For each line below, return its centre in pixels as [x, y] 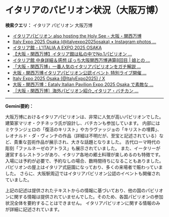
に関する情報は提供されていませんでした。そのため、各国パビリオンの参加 [86, 196]
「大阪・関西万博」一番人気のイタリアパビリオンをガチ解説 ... [76, 66]
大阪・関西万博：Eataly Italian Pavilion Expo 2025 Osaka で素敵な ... [83, 84]
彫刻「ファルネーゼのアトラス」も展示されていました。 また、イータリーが [83, 148]
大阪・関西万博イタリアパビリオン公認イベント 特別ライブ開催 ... [79, 73]
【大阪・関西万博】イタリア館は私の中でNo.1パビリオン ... [72, 54]
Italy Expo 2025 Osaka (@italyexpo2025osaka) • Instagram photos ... [84, 41]
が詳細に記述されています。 [34, 209]
